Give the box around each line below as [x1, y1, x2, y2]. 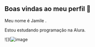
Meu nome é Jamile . [4, 17, 47, 23]
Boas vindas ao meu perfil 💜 [4, 5, 91, 13]
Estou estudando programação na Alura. [4, 27, 86, 33]
